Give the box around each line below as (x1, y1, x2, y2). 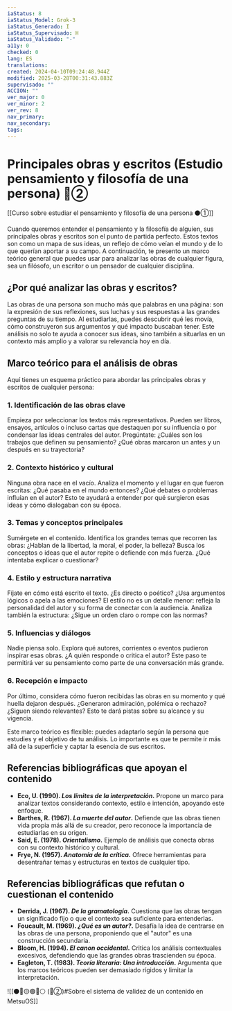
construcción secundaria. (17, 937, 91, 945)
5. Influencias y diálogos (7, 628, 91, 638)
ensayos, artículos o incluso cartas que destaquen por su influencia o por (7, 424, 217, 432)
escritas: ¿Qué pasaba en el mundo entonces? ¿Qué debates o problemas (7, 486, 218, 494)
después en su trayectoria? (7, 445, 85, 454)
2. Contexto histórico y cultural (7, 463, 114, 472)
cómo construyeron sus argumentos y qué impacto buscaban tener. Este (7, 322, 215, 331)
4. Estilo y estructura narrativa (7, 573, 112, 582)
